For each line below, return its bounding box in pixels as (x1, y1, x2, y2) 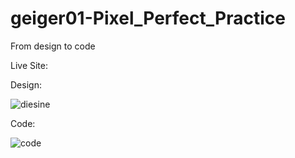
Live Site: (10, 59, 49, 71)
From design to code (10, 40, 96, 52)
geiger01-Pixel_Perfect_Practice (10, 7, 286, 30)
